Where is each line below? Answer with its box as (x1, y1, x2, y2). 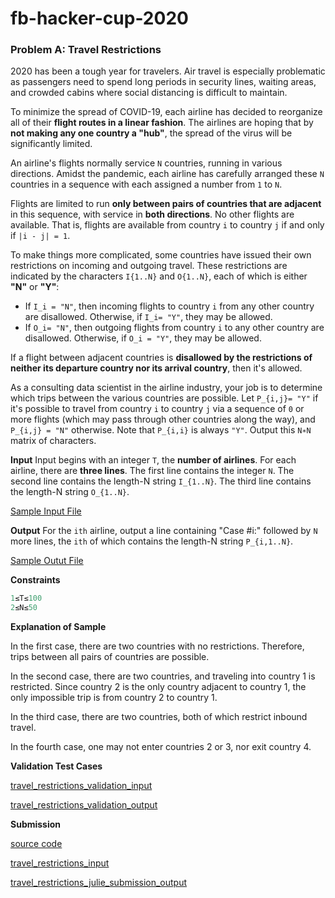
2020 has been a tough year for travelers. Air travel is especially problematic (10, 65, 326, 77)
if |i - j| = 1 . (10, 230, 71, 242)
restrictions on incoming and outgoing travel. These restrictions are (10, 260, 288, 272)
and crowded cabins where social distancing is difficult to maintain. (10, 87, 288, 99)
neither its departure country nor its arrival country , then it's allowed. (10, 362, 303, 374)
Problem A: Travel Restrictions (10, 43, 162, 57)
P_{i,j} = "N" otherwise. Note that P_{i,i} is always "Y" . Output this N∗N (10, 424, 312, 436)
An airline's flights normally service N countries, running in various (10, 157, 283, 169)
